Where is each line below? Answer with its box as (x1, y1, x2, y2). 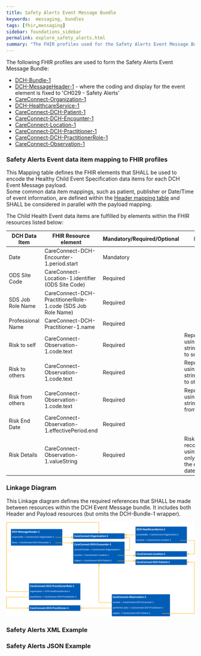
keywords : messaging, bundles (6, 16, 84, 22)
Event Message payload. (6, 182, 67, 189)
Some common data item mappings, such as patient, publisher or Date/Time (6, 188, 194, 195)
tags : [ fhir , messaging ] (6, 22, 66, 28)
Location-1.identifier (44, 275, 96, 282)
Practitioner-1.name (44, 323, 95, 330)
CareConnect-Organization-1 (14, 96, 87, 103)
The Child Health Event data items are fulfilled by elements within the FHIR (6, 212, 190, 220)
